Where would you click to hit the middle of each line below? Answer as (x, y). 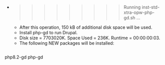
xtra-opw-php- (139, 12)
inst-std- (151, 7)
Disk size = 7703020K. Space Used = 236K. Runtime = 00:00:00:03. (90, 38)
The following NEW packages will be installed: (67, 43)
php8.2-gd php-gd (24, 57)
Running (132, 7)
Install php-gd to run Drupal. (48, 32)
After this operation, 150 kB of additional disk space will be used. (86, 27)
